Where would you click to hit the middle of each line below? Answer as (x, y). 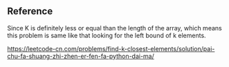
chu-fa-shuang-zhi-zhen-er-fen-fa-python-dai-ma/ (81, 56)
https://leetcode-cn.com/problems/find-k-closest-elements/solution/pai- (111, 48)
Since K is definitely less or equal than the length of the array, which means (115, 28)
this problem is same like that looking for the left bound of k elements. (107, 35)
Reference (30, 11)
